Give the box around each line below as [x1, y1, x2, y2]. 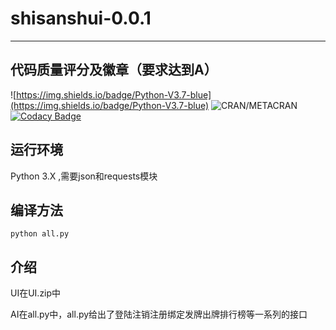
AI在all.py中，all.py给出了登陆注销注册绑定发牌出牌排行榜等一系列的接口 [10, 308, 308, 321]
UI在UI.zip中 [10, 287, 62, 299]
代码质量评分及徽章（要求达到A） [10, 62, 218, 79]
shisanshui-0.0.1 [10, 7, 152, 30]
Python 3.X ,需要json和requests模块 [10, 170, 158, 182]
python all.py [10, 229, 70, 239]
